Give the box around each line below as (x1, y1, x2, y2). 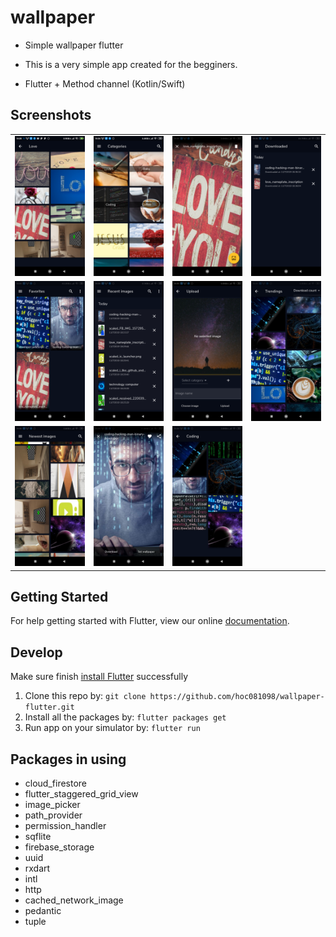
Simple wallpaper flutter (24, 39, 124, 51)
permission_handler (24, 819, 107, 831)
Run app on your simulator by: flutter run (24, 722, 201, 734)
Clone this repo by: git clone (24, 690, 147, 702)
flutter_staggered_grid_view (24, 787, 139, 800)
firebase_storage (24, 841, 95, 853)
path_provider (24, 809, 83, 821)
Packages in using (10, 751, 127, 768)
